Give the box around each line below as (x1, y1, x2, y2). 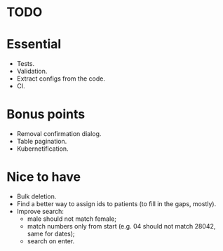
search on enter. (27, 237, 75, 245)
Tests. (16, 60, 35, 68)
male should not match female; (27, 215, 117, 223)
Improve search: (16, 208, 65, 215)
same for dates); (27, 229, 75, 238)
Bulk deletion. (16, 192, 57, 201)
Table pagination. (16, 137, 67, 146)
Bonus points (6, 107, 86, 123)
